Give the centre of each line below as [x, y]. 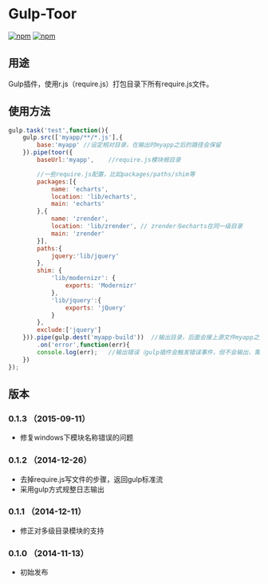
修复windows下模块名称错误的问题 [77, 438]
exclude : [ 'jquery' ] [69, 330]
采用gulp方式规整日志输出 [62, 489]
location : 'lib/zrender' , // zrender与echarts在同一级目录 [147, 227]
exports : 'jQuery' [96, 308]
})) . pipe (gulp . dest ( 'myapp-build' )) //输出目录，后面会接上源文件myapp [138, 337]
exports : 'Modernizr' [101, 286]
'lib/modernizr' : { [83, 278]
